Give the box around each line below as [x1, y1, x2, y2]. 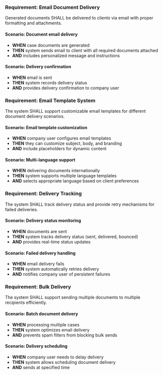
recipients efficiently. [5, 299, 47, 306]
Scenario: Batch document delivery [5, 311, 78, 316]
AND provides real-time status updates [12, 238, 91, 245]
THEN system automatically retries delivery [12, 266, 99, 272]
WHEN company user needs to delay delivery [12, 354, 104, 360]
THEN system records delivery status [12, 79, 88, 85]
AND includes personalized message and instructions [12, 53, 120, 59]
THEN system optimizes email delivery [12, 327, 90, 333]
